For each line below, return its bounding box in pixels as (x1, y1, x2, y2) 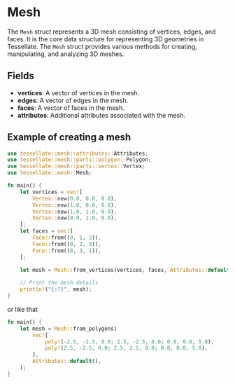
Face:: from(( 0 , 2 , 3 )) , (32, 240, 101, 247)
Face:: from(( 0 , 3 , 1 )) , (32, 247, 101, 254)
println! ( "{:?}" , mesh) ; (20, 286, 92, 293)
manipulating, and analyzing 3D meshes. (7, 50, 124, 58)
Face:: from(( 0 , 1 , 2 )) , (32, 234, 101, 242)
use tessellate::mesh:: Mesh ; (7, 170, 92, 177)
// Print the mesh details (20, 280, 99, 287)
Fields (7, 70, 35, 82)
